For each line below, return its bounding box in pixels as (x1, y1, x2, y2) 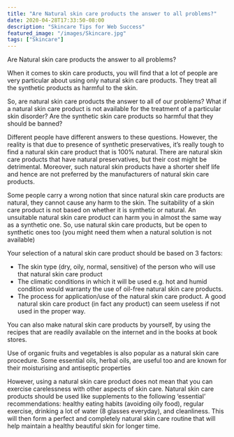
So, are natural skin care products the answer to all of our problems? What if (7, 97, 227, 105)
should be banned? (7, 119, 63, 128)
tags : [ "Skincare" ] (7, 36, 64, 43)
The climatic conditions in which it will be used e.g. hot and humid (17, 277, 207, 286)
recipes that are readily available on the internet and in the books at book (7, 328, 218, 336)
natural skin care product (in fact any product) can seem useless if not (17, 299, 220, 308)
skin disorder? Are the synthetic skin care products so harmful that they (7, 112, 214, 121)
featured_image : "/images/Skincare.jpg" (7, 29, 127, 37)
